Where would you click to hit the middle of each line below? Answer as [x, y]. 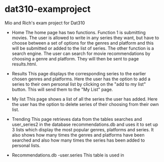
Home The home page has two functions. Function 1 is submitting [79, 32]
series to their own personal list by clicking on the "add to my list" [79, 84]
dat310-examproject [48, 9]
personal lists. [26, 145]
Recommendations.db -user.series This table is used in [68, 155]
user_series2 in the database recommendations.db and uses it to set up [85, 124]
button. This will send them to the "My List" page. [62, 89]
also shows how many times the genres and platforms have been [78, 135]
